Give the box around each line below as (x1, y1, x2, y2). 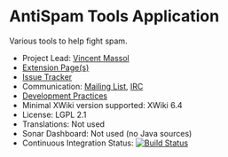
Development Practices (21, 90, 108, 101)
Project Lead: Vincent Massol (21, 52, 130, 63)
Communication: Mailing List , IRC (21, 81, 144, 91)
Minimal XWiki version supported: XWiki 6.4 (21, 99, 183, 110)
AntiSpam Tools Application (9, 6, 220, 27)
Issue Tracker (21, 71, 73, 82)
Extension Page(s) (21, 62, 90, 73)
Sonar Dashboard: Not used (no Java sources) (21, 128, 193, 138)
